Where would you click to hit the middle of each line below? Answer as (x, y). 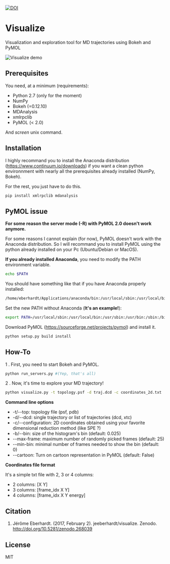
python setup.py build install (38, 336)
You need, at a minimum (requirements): (47, 86)
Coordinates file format (30, 465)
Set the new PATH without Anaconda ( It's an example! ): (63, 308)
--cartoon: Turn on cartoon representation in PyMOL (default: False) (83, 455)
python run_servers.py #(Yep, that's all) (51, 373)
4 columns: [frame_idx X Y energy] (49, 495)
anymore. (16, 229)
